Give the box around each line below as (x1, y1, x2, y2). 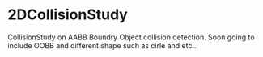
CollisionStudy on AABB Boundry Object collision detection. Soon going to (7, 32, 256, 42)
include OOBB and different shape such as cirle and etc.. (7, 40, 197, 50)
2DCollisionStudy (7, 6, 129, 24)
